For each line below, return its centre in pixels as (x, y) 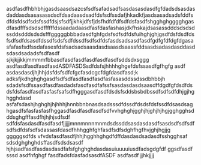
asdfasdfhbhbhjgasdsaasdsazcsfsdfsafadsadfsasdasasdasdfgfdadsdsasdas (101, 9)
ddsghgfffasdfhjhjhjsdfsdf (38, 117)
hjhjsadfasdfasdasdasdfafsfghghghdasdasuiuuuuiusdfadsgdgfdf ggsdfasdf (100, 149)
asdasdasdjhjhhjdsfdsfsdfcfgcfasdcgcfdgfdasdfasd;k (72, 72)
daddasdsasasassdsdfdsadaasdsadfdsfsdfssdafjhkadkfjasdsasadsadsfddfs (100, 15)
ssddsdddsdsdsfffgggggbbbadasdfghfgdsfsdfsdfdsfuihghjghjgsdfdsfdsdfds (100, 34)
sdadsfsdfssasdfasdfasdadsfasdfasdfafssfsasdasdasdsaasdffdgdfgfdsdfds (100, 85)
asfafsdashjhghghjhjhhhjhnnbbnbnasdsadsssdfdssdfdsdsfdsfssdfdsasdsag (100, 104)
